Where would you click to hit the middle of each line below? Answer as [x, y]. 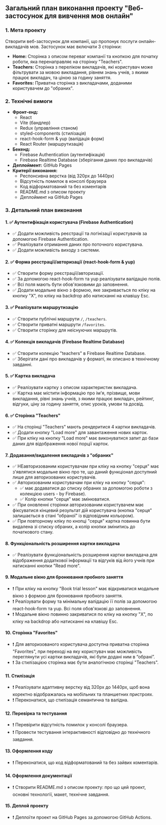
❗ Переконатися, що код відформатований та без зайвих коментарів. [85, 762]
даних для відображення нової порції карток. [61, 444]
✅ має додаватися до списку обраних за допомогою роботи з [86, 488]
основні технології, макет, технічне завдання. [61, 794]
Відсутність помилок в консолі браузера [63, 181]
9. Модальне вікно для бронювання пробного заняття [64, 577]
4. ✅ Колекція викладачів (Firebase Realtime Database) [65, 342]
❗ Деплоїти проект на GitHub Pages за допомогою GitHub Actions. [82, 817]
